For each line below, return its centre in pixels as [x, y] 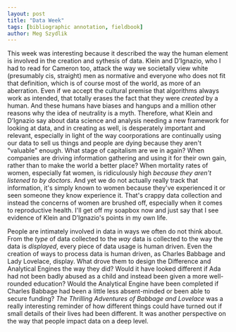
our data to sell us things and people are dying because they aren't [105, 143]
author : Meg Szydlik [38, 33]
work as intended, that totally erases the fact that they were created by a [113, 98]
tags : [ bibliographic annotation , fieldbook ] [75, 27]
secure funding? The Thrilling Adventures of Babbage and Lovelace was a [115, 299]
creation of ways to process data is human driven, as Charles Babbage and [116, 254]
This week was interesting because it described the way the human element [118, 53]
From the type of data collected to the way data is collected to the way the [115, 239]
